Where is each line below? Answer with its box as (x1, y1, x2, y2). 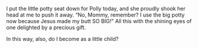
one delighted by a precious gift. (6, 24, 86, 31)
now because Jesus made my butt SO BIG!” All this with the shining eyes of (6, 18, 192, 24)
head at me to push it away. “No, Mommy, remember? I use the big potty (6, 11, 185, 18)
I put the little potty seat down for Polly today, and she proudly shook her (6, 5, 186, 12)
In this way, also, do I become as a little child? (6, 36, 119, 42)
